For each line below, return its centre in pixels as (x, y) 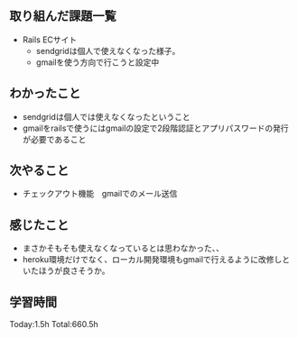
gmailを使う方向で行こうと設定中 (98, 62)
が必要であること (54, 139)
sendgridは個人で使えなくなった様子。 (108, 50)
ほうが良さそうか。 (74, 271)
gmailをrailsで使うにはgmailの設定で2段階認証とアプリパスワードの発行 (155, 128)
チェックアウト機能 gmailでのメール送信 (100, 194)
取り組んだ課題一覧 (63, 16)
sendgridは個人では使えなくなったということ (107, 116)
